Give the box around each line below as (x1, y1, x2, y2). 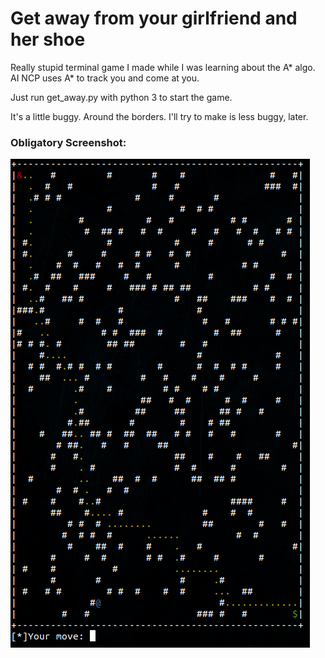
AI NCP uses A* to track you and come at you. (10, 72, 200, 84)
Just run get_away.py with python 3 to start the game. (10, 91, 233, 103)
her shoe (10, 28, 86, 51)
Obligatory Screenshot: (10, 135, 127, 149)
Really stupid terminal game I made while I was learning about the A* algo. (10, 61, 316, 73)
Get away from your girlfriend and (10, 7, 298, 30)
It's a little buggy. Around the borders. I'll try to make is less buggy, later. (10, 110, 309, 122)
